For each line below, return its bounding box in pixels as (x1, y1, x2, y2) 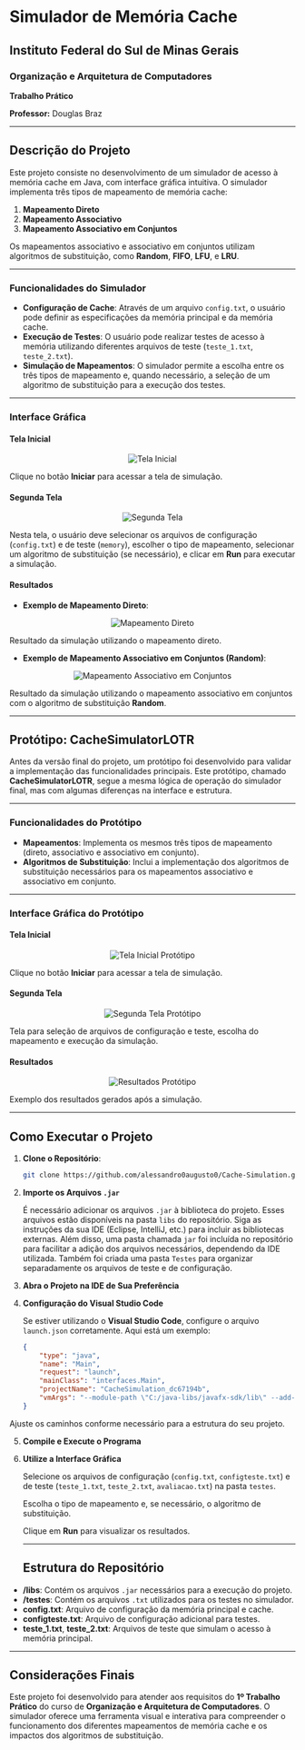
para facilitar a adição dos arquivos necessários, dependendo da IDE (22, 1243, 280, 1254)
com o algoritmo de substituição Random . (9, 697, 167, 708)
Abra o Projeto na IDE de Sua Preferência (22, 1279, 180, 1291)
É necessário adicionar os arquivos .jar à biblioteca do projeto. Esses (22, 1204, 285, 1215)
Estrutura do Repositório (22, 1560, 165, 1576)
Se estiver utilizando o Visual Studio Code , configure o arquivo (22, 1315, 260, 1326)
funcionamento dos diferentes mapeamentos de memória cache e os (9, 1720, 268, 1732)
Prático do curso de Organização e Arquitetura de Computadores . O (9, 1701, 271, 1712)
